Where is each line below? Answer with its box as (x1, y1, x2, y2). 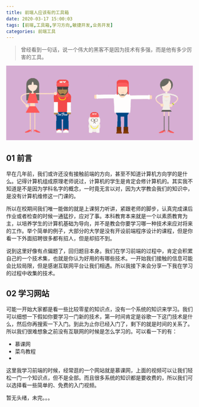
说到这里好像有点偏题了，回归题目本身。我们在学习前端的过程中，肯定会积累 (6, 247, 193, 255)
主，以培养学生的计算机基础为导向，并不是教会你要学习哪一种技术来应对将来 (6, 220, 193, 227)
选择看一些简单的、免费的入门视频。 (11, 381, 99, 389)
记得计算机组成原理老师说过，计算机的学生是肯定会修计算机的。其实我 (16, 177, 188, 185)
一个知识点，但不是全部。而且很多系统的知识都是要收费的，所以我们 (21, 374, 188, 381)
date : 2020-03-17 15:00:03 (6, 15, 73, 22)
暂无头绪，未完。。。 (6, 394, 53, 401)
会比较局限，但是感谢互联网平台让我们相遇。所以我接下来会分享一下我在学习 (6, 262, 193, 269)
